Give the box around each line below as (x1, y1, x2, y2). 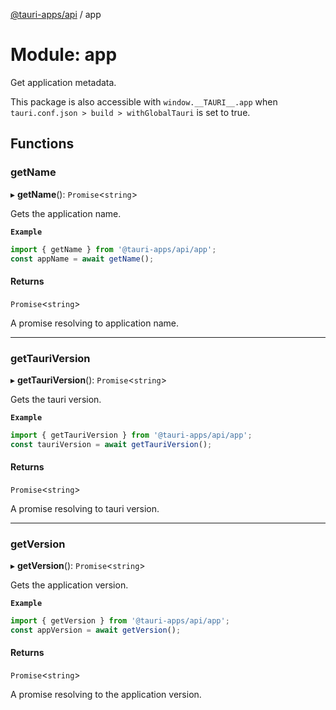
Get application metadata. (10, 76, 117, 88)
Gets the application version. (10, 579, 129, 591)
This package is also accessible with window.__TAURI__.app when (10, 95, 278, 108)
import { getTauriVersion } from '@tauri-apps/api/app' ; (10, 430, 253, 440)
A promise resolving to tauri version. (10, 502, 160, 514)
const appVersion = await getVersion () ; (10, 625, 182, 635)
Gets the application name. (10, 207, 122, 219)
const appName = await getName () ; (10, 254, 155, 264)
